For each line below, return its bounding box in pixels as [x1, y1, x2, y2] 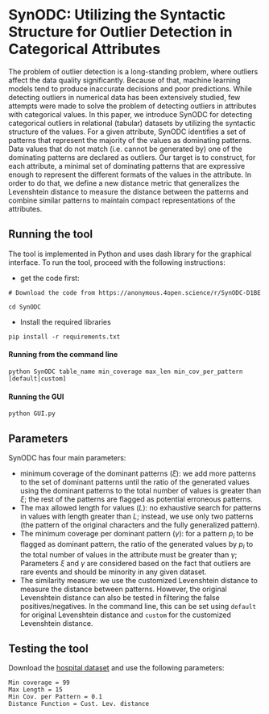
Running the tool [8, 228, 93, 241]
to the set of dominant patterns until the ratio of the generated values [19, 477, 250, 486]
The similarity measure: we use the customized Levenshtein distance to [19, 575, 258, 585]
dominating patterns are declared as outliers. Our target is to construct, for [8, 152, 256, 162]
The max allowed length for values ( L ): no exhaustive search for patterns [19, 502, 262, 512]
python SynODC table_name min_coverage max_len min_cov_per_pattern [8, 367, 243, 376]
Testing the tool [8, 641, 89, 655]
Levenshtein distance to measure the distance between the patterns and [8, 187, 249, 196]
